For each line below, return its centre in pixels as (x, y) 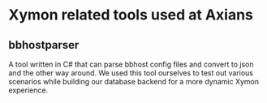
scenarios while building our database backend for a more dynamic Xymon (134, 82)
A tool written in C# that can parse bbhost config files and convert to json (131, 64)
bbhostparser (44, 45)
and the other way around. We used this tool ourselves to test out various (131, 73)
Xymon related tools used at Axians (131, 15)
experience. (28, 90)
